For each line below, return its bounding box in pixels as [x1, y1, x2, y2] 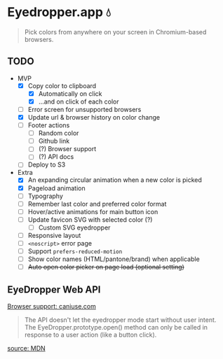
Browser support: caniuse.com [7, 302, 96, 310]
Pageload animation [27, 183, 86, 192]
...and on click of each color [38, 97, 119, 106]
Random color [38, 129, 79, 137]
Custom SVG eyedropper [38, 223, 111, 232]
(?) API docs [38, 153, 74, 161]
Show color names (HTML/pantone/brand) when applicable [27, 255, 200, 263]
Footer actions [27, 121, 70, 129]
